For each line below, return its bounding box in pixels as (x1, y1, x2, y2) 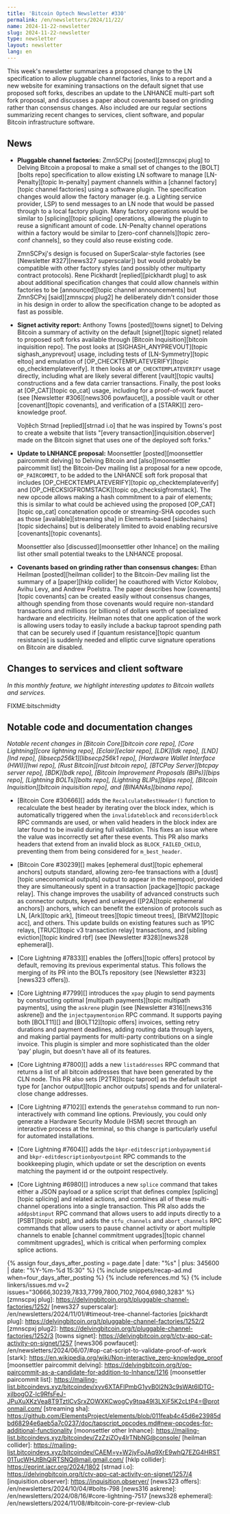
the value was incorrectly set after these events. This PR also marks (16, 833, 209, 841)
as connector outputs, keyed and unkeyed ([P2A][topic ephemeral (16, 897, 204, 905)
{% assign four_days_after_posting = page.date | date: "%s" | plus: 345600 (7, 1259, 220, 1267)
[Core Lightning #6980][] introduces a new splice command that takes (16, 1181, 218, 1189)
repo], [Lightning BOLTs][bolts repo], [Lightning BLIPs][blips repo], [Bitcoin (7, 776, 218, 784)
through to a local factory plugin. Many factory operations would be (16, 207, 208, 215)
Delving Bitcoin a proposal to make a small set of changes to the (16, 163, 199, 171)
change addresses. (34, 1089, 88, 1098)
